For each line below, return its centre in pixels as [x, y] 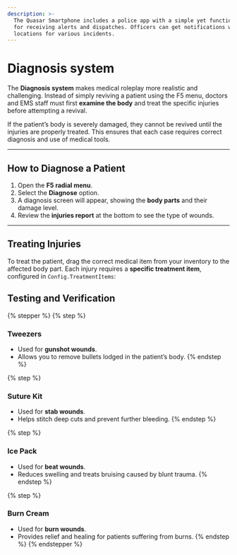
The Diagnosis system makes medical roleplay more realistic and [103, 88]
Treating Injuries [44, 244]
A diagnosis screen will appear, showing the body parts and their [113, 200]
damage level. [38, 208]
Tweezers [25, 334]
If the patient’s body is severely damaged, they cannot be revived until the [115, 124]
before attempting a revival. [47, 111]
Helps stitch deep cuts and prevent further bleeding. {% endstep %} [117, 419]
